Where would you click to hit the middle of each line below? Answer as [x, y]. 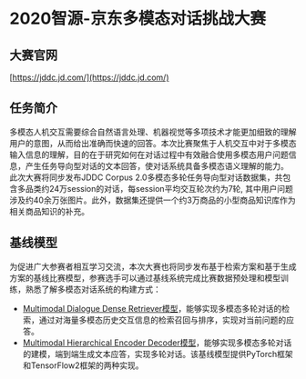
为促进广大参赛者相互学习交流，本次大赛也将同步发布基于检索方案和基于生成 [153, 266]
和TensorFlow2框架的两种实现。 [83, 365]
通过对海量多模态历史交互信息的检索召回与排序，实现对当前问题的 [163, 320]
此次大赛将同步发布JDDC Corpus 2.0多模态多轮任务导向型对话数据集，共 [146, 177]
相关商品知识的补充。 [49, 211]
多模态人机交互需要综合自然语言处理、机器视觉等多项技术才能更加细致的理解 [153, 132]
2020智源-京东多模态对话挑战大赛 [138, 19]
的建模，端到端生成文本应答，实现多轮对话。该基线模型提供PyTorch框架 [158, 354]
